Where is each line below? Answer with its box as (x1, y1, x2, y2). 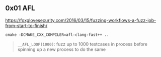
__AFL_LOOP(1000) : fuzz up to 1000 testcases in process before (17, 41, 147, 47)
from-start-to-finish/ (5, 22, 48, 28)
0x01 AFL (5, 4, 35, 12)
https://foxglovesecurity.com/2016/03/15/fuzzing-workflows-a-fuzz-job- (5, 17, 156, 23)
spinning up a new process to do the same (17, 46, 106, 52)
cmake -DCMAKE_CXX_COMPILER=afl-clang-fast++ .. (5, 32, 109, 37)
